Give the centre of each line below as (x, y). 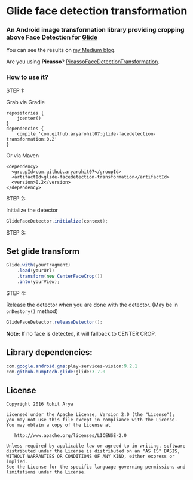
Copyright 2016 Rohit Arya (40, 404)
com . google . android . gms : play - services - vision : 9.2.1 (72, 366)
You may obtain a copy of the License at (59, 425)
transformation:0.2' (32, 139)
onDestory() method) (32, 311)
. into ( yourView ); (39, 282)
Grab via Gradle (25, 102)
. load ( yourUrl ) (36, 271)
